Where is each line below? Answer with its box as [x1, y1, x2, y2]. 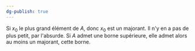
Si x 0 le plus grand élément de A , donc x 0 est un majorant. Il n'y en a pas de [6, 25, 189, 33]
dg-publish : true [6, 8, 49, 15]
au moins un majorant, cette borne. [6, 39, 91, 46]
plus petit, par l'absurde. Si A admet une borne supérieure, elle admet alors [6, 32, 187, 39]
